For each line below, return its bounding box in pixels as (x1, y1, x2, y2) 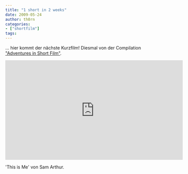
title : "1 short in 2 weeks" (5, 7, 67, 13)
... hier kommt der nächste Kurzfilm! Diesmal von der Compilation (5, 45, 141, 51)
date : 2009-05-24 (5, 12, 42, 17)
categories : (5, 21, 30, 27)
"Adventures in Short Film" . (5, 50, 62, 56)
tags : (5, 31, 17, 36)
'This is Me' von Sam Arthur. (5, 164, 64, 170)
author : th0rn (5, 17, 35, 22)
